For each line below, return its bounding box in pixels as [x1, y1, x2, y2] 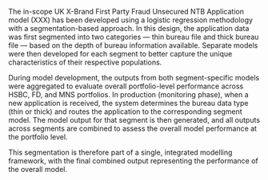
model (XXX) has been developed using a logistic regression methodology [8, 15, 254, 25]
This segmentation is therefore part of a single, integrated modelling [8, 147, 233, 157]
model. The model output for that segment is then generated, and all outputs [8, 115, 261, 124]
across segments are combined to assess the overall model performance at [8, 123, 258, 133]
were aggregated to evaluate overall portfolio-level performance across [8, 81, 244, 91]
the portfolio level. [8, 132, 68, 142]
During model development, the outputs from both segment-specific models [8, 73, 260, 82]
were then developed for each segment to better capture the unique [8, 49, 233, 58]
